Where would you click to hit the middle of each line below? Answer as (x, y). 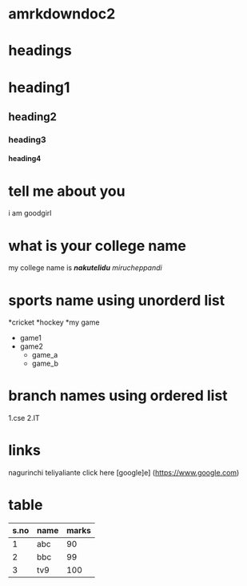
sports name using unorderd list (117, 300)
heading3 (27, 139)
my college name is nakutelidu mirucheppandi (85, 268)
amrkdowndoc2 (62, 14)
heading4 (25, 159)
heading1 (39, 87)
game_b (45, 364)
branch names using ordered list (118, 396)
